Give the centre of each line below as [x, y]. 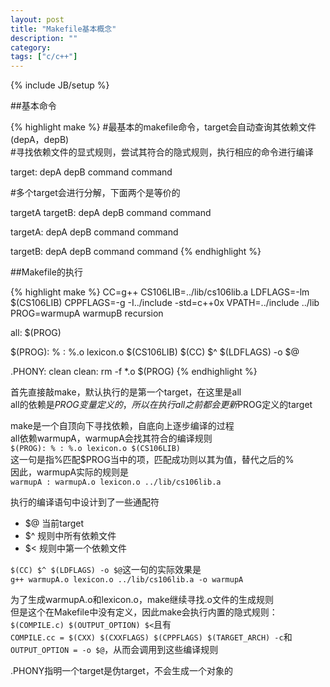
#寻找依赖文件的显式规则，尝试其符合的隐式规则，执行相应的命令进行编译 [162, 152]
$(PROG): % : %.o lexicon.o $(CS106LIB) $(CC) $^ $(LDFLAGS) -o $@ [155, 352]
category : [31, 47]
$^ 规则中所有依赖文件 [70, 536]
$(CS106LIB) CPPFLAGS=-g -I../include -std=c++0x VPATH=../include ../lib [165, 303]
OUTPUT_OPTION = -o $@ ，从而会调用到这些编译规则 [114, 650]
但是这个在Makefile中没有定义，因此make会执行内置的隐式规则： [144, 612]
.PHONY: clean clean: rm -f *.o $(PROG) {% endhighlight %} [134, 372]
